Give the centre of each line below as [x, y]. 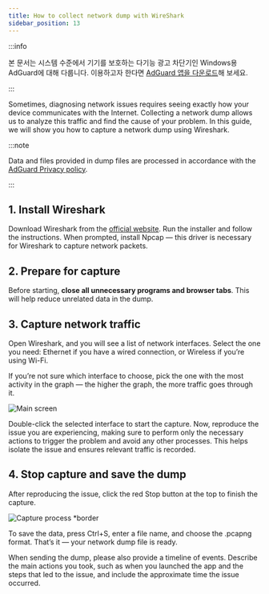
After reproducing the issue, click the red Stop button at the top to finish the [133, 494]
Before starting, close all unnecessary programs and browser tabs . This [129, 291]
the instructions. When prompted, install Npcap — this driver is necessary [130, 238]
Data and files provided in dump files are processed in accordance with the [132, 160]
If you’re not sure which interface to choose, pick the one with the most [126, 375]
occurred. [24, 583]
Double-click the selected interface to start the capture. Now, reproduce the [134, 423]
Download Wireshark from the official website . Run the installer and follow [130, 229]
